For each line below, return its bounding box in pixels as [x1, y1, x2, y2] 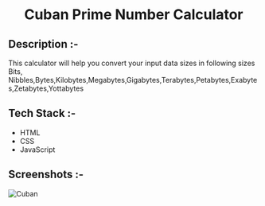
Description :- [8, 37, 79, 51]
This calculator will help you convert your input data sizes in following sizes [8, 58, 255, 68]
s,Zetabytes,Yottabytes [8, 84, 84, 93]
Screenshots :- [8, 168, 84, 181]
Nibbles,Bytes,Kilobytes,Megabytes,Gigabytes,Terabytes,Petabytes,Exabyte [8, 76, 258, 84]
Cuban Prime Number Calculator [23, 6, 244, 24]
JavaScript [19, 145, 56, 154]
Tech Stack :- [8, 107, 76, 120]
